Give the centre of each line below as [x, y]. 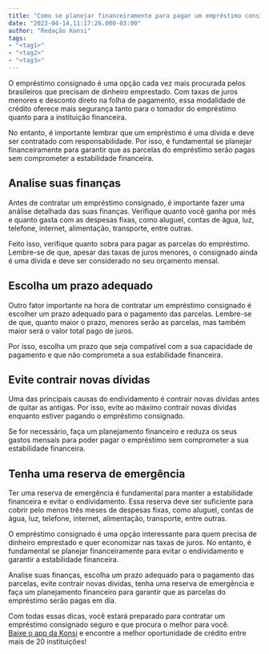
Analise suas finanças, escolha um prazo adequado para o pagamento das [131, 575]
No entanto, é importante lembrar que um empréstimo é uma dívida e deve [131, 132]
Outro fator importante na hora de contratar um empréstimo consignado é [130, 305]
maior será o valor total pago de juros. [71, 331]
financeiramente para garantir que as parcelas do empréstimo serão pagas [132, 150]
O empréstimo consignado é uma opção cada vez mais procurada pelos [127, 83]
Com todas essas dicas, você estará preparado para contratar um [117, 616]
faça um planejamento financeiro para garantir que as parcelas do [117, 592]
